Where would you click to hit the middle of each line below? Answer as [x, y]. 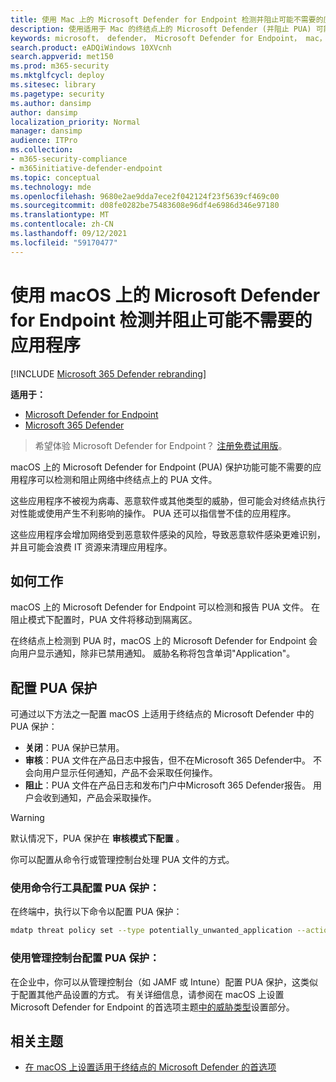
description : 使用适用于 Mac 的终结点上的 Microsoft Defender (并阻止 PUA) [161, 29]
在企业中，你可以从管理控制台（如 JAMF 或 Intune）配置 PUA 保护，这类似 [164, 982]
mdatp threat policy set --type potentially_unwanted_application [151, 931]
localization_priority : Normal [75, 122]
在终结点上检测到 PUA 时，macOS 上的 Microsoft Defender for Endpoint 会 [164, 641]
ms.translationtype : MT [60, 215]
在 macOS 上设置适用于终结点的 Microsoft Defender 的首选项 [150, 1067]
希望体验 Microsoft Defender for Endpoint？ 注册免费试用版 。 [161, 445]
